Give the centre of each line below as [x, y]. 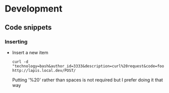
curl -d [20, 62]
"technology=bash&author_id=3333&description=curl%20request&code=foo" [89, 66]
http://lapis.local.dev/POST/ [44, 70]
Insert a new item [30, 52]
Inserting [16, 42]
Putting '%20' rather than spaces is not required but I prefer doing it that [87, 80]
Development [34, 9]
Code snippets [28, 27]
